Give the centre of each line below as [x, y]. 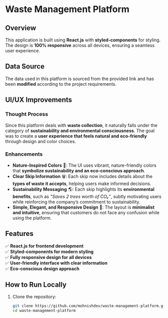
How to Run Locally [36, 285]
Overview [21, 28]
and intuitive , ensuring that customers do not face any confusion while [86, 212]
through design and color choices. [41, 141]
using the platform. [32, 218]
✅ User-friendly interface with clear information [56, 263]
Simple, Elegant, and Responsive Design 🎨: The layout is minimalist [83, 207]
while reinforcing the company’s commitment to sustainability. [76, 202]
